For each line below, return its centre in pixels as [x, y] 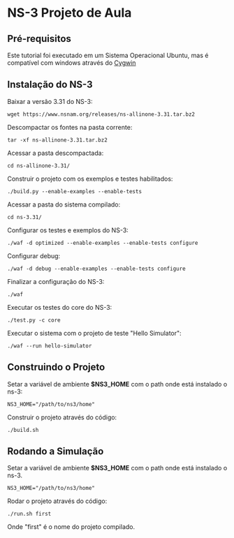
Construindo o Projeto [56, 367]
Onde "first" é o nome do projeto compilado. [71, 527]
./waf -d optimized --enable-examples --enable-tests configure [103, 243]
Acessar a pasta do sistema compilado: [64, 204]
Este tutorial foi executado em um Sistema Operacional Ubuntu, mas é [108, 55]
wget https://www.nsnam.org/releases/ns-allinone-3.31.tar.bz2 [101, 114]
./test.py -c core [34, 320]
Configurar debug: [34, 255]
